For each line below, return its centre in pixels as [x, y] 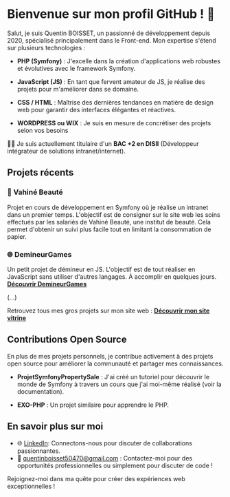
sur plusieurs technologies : [46, 47]
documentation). [41, 391]
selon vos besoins [43, 130]
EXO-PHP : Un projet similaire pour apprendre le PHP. [93, 405]
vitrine [16, 318]
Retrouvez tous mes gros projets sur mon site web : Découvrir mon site [108, 310]
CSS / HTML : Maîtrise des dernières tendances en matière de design [115, 102]
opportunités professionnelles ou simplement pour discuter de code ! [115, 465]
